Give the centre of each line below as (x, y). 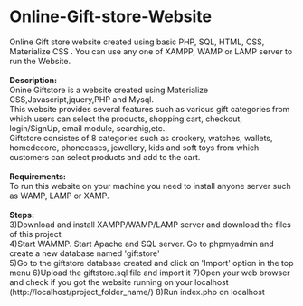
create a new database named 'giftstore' (85, 253)
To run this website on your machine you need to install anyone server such (150, 186)
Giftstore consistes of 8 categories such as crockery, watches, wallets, (141, 138)
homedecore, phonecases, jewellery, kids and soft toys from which (134, 148)
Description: (33, 80)
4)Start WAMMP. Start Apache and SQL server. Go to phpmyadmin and (142, 244)
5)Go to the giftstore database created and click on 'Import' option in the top (151, 263)
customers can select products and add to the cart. (105, 157)
